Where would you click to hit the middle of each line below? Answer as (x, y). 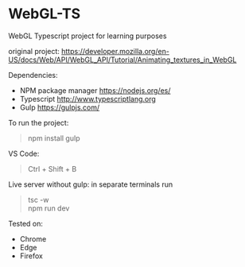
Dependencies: (33, 75)
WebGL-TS (45, 14)
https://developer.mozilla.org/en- (115, 51)
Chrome (33, 238)
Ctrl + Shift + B (52, 168)
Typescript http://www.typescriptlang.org (88, 99)
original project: (34, 51)
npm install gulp (54, 138)
